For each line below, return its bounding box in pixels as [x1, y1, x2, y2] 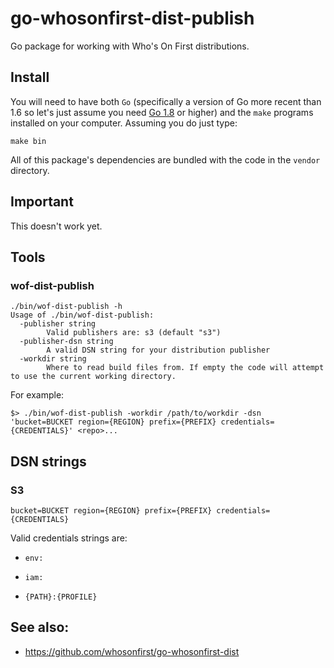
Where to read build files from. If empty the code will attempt [46, 363, 325, 373]
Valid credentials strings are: [10, 532, 128, 544]
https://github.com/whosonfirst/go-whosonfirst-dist [24, 645, 240, 657]
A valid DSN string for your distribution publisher [46, 345, 271, 356]
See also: [10, 619, 70, 636]
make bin [10, 136, 47, 146]
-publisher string [19, 319, 97, 329]
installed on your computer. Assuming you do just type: [10, 117, 238, 129]
